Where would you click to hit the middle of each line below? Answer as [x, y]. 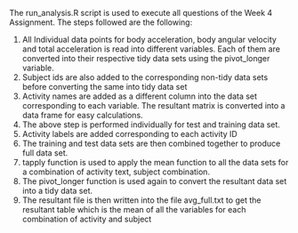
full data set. [45, 153]
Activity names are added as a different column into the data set [140, 96]
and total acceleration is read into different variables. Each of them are [151, 49]
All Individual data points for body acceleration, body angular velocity [149, 40]
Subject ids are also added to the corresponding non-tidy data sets [145, 77]
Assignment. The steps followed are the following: [101, 22]
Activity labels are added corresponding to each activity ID [129, 134]
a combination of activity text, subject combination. [116, 172]
